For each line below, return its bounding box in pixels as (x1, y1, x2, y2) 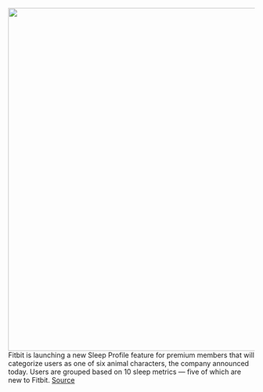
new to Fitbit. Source (8, 376, 75, 384)
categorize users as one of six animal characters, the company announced (8, 359, 249, 368)
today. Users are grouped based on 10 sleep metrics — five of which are (8, 367, 241, 376)
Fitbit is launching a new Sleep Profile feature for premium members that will (8, 350, 254, 360)
